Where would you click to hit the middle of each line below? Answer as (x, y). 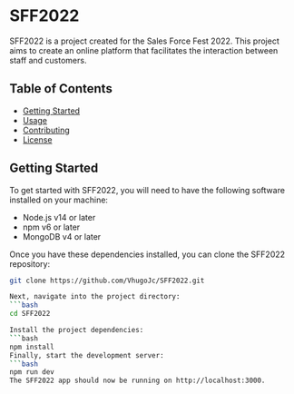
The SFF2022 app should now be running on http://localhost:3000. (137, 381)
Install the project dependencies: (77, 330)
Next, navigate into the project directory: (95, 297)
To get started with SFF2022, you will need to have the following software (147, 190)
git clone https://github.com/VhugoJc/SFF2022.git (107, 281)
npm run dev (32, 372)
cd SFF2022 (30, 314)
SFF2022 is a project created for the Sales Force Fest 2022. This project (144, 41)
